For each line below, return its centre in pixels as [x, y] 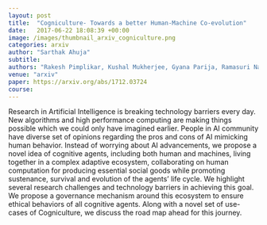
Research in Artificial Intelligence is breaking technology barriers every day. [132, 112]
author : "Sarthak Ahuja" [49, 52]
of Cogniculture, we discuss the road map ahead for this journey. [135, 213]
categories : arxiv [39, 45]
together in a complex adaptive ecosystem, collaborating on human [118, 162]
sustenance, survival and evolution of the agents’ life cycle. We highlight [126, 179]
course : [21, 89]
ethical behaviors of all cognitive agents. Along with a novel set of [116, 204]
